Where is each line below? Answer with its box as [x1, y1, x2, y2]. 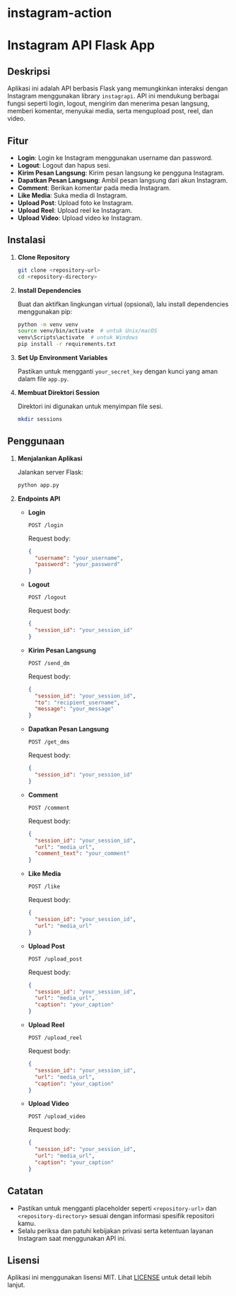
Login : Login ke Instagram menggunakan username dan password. [17, 154, 213, 162]
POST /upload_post [28, 955, 83, 963]
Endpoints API [17, 494, 61, 503]
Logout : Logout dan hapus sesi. [17, 161, 111, 169]
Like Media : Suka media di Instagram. [17, 191, 128, 199]
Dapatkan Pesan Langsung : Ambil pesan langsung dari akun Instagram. [17, 176, 228, 185]
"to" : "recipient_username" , [34, 699, 121, 706]
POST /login [28, 521, 64, 528]
